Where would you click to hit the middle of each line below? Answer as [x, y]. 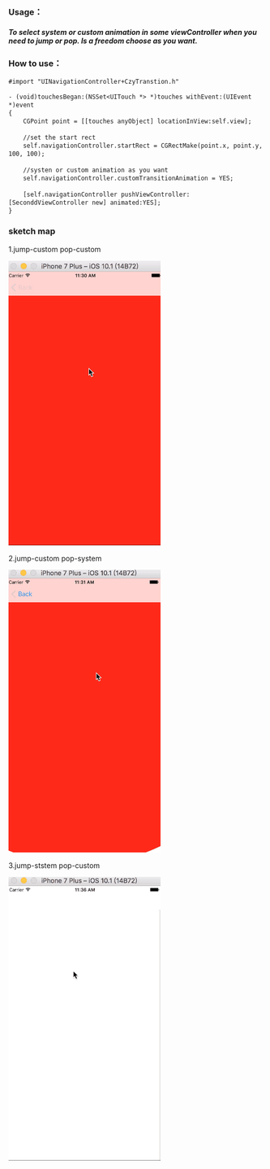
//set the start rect [59, 138]
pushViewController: [155, 195]
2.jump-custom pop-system [55, 558]
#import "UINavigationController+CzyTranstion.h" [94, 82]
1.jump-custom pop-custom [55, 249]
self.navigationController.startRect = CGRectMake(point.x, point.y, [143, 146]
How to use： [35, 63]
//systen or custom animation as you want [96, 170]
